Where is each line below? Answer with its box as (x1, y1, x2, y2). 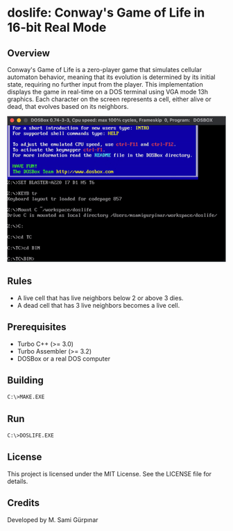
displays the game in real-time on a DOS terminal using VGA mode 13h (7, 88, 208, 96)
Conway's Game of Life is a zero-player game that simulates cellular (7, 66, 202, 73)
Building (7, 374, 44, 386)
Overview (7, 47, 51, 59)
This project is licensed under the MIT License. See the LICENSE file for (7, 469, 212, 478)
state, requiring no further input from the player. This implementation (7, 80, 203, 88)
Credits (7, 497, 40, 509)
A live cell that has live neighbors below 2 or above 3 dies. (17, 293, 184, 302)
